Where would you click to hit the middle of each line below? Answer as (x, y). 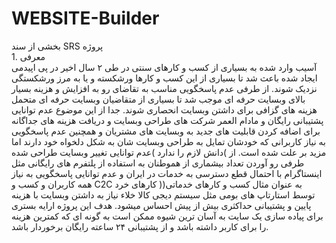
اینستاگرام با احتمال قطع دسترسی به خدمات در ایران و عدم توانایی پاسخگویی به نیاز (167, 173)
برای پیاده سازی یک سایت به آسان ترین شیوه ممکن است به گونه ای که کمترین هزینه (167, 216)
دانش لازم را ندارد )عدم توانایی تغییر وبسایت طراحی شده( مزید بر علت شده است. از (169, 152)
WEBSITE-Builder (85, 18)
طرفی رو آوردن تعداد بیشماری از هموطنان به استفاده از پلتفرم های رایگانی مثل (158, 163)
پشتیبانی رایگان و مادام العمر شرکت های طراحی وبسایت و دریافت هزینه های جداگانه (167, 120)
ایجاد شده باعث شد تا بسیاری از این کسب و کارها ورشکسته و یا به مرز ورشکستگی (164, 78)
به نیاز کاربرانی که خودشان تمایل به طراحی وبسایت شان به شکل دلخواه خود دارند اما (168, 141)
